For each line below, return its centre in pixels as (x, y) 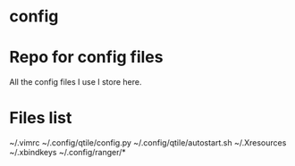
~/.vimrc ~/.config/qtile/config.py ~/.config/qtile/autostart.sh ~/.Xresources (148, 143)
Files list (41, 118)
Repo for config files (86, 58)
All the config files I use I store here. (76, 82)
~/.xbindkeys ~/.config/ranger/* (68, 153)
